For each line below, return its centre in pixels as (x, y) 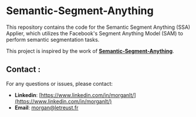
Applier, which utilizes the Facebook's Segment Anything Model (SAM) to (95, 33)
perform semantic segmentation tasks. (53, 39)
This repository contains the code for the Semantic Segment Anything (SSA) (98, 27)
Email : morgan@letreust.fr (46, 108)
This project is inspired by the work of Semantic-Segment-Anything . (90, 51)
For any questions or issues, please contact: (60, 83)
